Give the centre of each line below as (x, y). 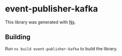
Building (18, 37)
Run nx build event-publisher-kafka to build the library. (61, 48)
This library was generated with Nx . (40, 22)
